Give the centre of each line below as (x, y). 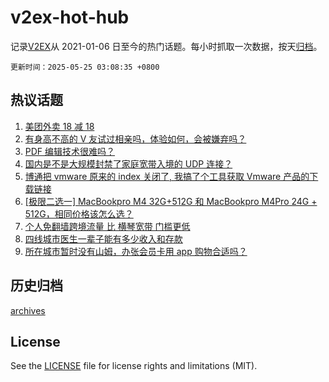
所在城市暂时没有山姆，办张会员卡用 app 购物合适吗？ (136, 251)
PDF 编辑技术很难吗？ (70, 151)
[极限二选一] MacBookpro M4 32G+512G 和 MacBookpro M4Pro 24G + (171, 201)
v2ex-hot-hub (70, 17)
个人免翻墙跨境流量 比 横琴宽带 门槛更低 (107, 226)
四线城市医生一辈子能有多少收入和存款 (103, 238)
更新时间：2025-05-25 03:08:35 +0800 (85, 67)
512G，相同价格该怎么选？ (79, 213)
